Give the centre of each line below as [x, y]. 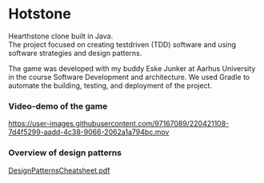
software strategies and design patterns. [75, 53]
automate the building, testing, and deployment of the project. [110, 86]
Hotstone [40, 14]
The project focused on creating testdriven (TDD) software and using [122, 44]
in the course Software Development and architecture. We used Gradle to [129, 77]
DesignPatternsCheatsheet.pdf [59, 170]
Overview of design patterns [65, 153]
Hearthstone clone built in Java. [61, 36]
